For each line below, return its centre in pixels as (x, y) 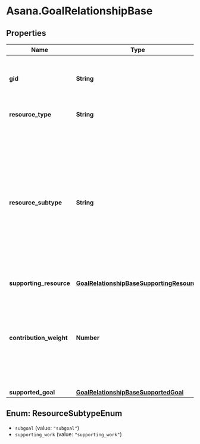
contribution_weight (38, 338)
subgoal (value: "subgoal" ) (47, 428)
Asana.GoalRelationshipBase (79, 11)
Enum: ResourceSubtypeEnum (64, 414)
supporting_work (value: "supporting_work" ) (68, 434)
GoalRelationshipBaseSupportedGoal (130, 392)
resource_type (30, 114)
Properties (26, 33)
